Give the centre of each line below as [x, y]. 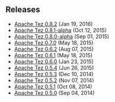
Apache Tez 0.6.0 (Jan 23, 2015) [54, 61]
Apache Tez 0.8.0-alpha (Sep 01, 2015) [62, 36]
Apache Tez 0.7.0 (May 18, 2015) [54, 42]
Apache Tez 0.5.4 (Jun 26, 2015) [54, 68]
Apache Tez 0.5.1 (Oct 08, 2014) [53, 86]
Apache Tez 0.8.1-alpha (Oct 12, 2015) [60, 30]
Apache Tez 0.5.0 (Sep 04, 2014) [55, 93]
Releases [23, 10]
